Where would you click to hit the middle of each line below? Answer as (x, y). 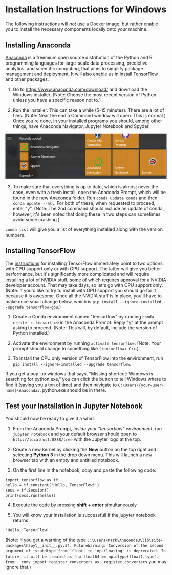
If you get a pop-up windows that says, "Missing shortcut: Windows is (79, 374)
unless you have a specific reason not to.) (57, 100)
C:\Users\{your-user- (141, 385)
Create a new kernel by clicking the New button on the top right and (84, 449)
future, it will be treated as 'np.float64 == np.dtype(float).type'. (82, 557)
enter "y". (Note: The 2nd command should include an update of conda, (88, 209)
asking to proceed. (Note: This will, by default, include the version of (85, 327)
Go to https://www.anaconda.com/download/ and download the (80, 89)
